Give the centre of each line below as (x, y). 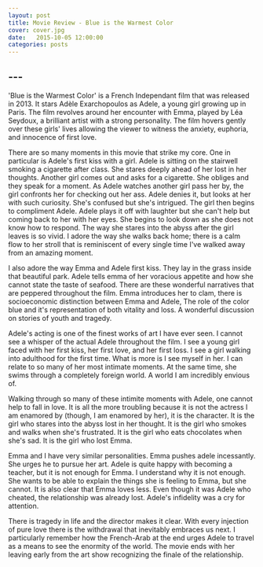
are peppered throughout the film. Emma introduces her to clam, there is (125, 293)
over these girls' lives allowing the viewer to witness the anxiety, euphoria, (128, 129)
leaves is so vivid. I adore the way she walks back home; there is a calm (124, 236)
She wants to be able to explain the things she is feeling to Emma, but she (128, 480)
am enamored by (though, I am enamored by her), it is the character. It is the (131, 415)
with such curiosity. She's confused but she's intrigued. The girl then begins (131, 202)
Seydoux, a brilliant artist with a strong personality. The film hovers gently (127, 120)
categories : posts (38, 45)
